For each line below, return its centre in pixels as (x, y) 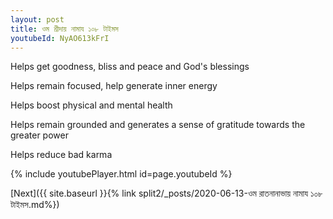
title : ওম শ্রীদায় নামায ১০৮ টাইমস (64, 29)
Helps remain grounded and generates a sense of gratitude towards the (158, 125)
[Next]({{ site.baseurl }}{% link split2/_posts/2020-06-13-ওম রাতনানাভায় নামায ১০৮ (166, 193)
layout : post (37, 19)
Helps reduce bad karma (61, 155)
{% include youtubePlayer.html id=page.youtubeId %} (121, 174)
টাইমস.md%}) (35, 205)
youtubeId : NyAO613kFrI (60, 38)
